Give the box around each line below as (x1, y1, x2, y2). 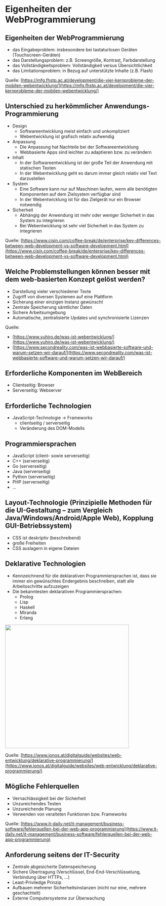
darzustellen (19, 175, 45, 181)
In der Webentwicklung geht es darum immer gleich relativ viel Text (19, 170, 157, 176)
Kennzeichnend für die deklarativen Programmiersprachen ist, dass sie (12, 573, 157, 578)
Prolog (19, 594, 34, 600)
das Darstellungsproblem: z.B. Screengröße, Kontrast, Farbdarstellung (12, 57, 156, 63)
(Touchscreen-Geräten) (12, 52, 61, 58)
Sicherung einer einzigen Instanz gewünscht (12, 299, 103, 305)
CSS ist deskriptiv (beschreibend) (12, 535, 81, 540)
